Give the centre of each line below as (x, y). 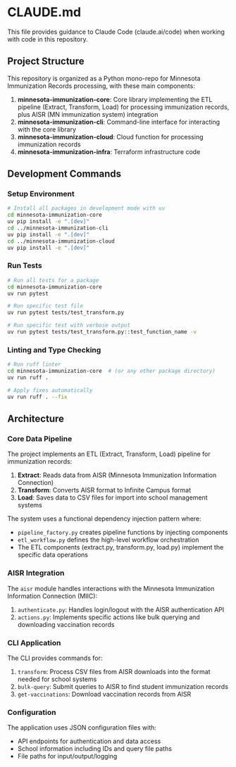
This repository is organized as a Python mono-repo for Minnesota (104, 78)
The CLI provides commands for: (55, 658)
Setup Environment (41, 194)
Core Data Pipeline (40, 438)
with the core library (46, 129)
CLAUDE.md (44, 12)
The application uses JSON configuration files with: (82, 728)
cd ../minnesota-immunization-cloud (61, 241)
